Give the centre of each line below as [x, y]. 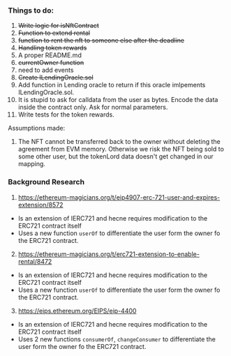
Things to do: [31, 10]
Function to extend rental [54, 33]
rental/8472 [35, 261]
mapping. [32, 164]
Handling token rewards [52, 48]
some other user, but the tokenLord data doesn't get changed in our [115, 156]
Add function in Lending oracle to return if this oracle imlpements [112, 85]
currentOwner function [51, 63]
